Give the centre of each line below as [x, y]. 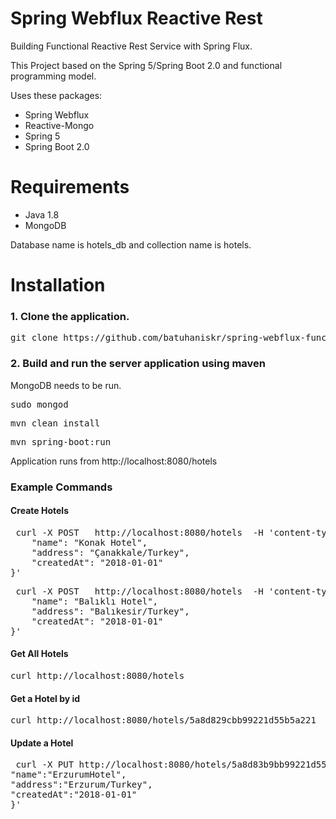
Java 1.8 [42, 214]
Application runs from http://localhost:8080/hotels [114, 461]
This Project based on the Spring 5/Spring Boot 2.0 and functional [146, 65]
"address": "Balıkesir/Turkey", [110, 611]
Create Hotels [39, 511]
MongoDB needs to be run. [66, 385]
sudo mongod [39, 404]
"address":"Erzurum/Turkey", [81, 785]
